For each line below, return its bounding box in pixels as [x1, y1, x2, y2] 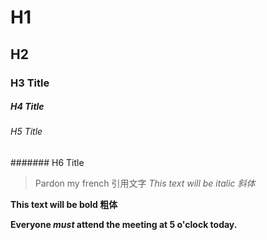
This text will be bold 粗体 [10, 199, 118, 211]
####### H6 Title [10, 157, 85, 169]
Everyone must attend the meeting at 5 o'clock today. [10, 219, 238, 231]
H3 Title [10, 76, 50, 90]
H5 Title [10, 126, 43, 138]
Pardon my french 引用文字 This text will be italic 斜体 [34, 177, 256, 190]
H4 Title [10, 101, 45, 113]
